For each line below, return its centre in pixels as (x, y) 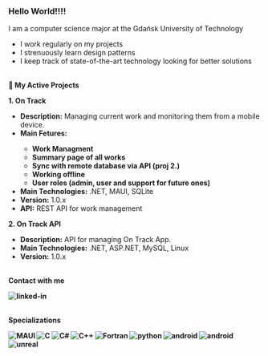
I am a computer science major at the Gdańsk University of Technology (126, 29)
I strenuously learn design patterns (78, 53)
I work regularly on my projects (71, 44)
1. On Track (27, 101)
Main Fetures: (44, 133)
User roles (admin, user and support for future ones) (121, 183)
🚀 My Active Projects (44, 85)
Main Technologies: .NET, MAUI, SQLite (87, 192)
